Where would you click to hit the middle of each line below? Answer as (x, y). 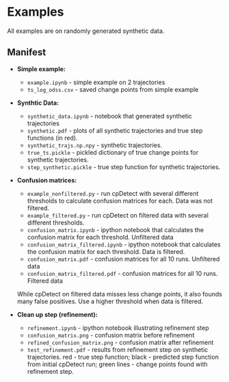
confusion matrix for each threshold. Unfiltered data (100, 237)
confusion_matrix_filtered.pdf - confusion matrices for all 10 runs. (122, 273)
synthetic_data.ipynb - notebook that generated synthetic (110, 116)
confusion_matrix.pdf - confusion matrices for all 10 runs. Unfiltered (123, 259)
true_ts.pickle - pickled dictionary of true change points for (113, 152)
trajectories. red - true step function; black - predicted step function (123, 357)
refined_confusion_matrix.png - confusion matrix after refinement (120, 342)
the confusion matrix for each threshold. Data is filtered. (106, 251)
